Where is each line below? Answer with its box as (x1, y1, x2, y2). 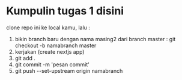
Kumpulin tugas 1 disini (6, 4, 124, 18)
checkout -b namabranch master (14, 42, 97, 49)
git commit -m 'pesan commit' (14, 61, 90, 68)
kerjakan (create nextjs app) (14, 48, 85, 55)
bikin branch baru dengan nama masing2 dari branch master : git (14, 35, 176, 42)
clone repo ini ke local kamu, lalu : (6, 24, 90, 31)
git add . (14, 54, 36, 61)
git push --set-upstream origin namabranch (14, 67, 123, 74)
